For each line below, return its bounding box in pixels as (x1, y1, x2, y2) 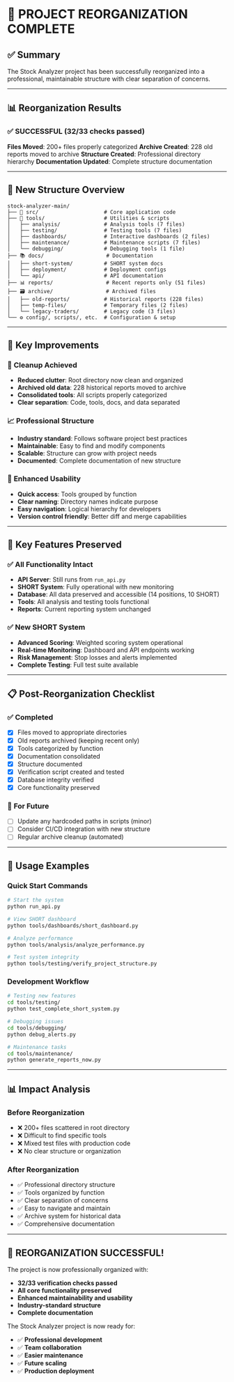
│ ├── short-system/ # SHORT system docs (7, 260, 164, 267)
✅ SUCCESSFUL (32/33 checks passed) (7, 127, 145, 137)
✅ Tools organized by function (17, 1188, 105, 1197)
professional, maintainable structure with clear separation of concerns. (7, 75, 211, 83)
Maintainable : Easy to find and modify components (17, 442, 166, 450)
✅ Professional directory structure (17, 1181, 116, 1189)
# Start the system (7, 896, 64, 904)
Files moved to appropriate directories (17, 728, 127, 737)
